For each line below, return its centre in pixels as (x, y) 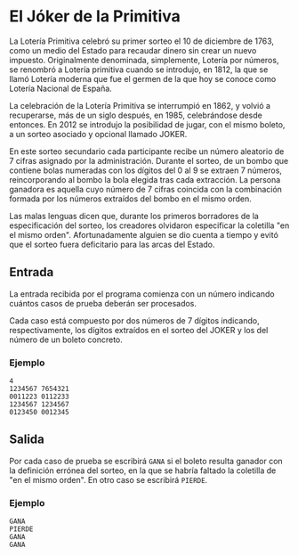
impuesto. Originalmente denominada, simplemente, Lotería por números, (144, 60)
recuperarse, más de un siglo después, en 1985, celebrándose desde (136, 115)
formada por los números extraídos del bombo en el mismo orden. (130, 199)
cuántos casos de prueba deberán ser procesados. (103, 303)
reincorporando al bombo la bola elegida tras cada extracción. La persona (145, 179)
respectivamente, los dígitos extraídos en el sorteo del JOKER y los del (139, 330)
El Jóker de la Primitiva (95, 16)
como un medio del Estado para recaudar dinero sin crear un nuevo (133, 50)
